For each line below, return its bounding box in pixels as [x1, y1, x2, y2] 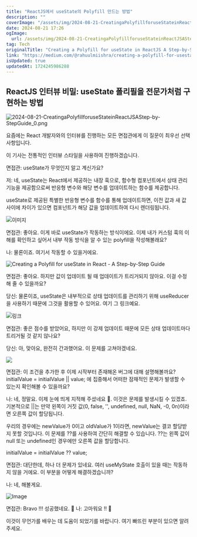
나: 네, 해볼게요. [6, 481, 42, 488]
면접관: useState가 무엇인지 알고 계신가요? [6, 164, 104, 171]
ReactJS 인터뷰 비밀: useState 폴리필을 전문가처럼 [6, 86, 182, 96]
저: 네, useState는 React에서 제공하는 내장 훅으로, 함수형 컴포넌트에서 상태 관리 [6, 177, 188, 184]
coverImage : [6, 19, 35, 25]
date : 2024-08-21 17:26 [6, 25, 64, 31]
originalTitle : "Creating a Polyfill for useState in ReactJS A [6, 47, 167, 53]
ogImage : [6, 31, 28, 36]
